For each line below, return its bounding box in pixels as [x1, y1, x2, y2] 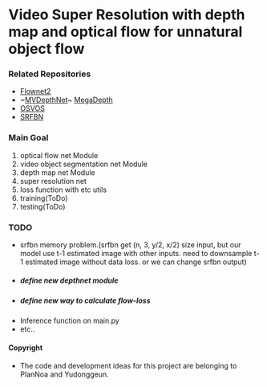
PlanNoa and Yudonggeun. [19, 369, 110, 379]
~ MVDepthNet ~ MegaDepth [19, 95, 114, 105]
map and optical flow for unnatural [8, 22, 243, 41]
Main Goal [8, 132, 49, 144]
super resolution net [19, 176, 87, 185]
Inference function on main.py [19, 316, 120, 326]
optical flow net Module [19, 150, 99, 160]
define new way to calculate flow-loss [19, 295, 151, 306]
